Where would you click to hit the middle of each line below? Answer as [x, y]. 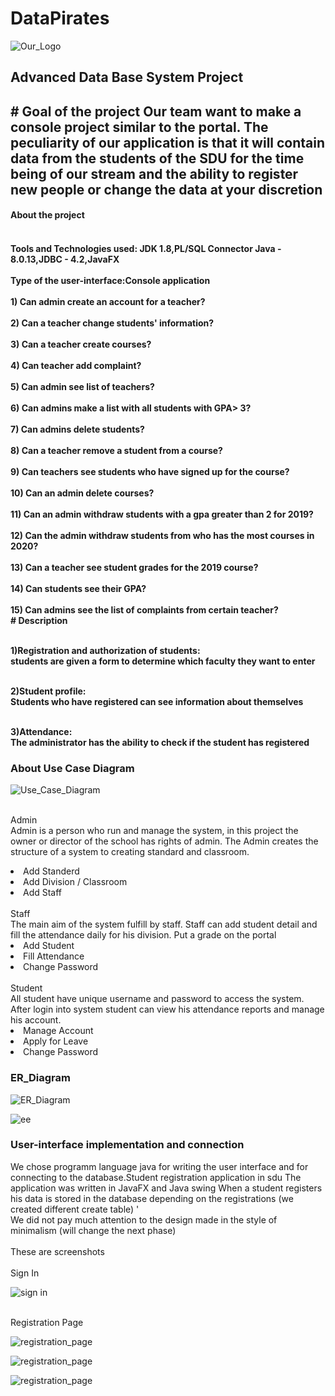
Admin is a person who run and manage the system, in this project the [154, 831]
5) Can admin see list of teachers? [82, 386]
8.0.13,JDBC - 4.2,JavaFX [65, 259]
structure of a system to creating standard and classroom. [130, 852]
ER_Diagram [40, 1078]
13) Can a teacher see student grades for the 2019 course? [134, 567]
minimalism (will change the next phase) [93, 1230]
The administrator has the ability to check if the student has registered [160, 742]
